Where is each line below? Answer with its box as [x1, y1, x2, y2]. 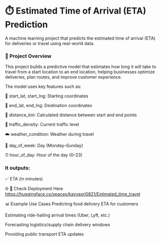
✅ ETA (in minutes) [5, 176, 43, 181]
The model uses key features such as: [5, 84, 81, 89]
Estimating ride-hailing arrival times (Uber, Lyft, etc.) [5, 212, 110, 218]
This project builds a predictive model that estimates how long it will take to [5, 64, 157, 70]
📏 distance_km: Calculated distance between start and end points [5, 112, 137, 118]
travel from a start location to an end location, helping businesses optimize [5, 69, 155, 75]
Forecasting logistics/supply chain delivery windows [5, 221, 111, 227]
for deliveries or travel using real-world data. [5, 40, 95, 46]
